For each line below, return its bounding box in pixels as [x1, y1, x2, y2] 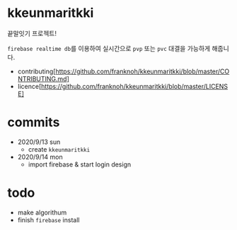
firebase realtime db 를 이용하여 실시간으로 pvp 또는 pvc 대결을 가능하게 [7, 44, 211, 52]
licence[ [17, 82, 42, 90]
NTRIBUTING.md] [17, 74, 69, 83]
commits [7, 114, 60, 131]
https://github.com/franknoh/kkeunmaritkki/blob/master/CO [55, 67, 230, 75]
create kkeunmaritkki [28, 145, 91, 153]
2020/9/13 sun [17, 138, 61, 146]
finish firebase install [17, 215, 80, 224]
